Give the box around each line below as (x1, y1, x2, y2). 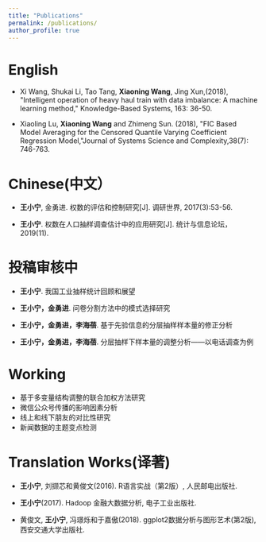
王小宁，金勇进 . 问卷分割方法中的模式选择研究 (19, 304, 171, 313)
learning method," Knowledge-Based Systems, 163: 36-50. (19, 104, 213, 114)
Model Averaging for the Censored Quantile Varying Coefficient (19, 128, 228, 137)
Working (8, 366, 66, 384)
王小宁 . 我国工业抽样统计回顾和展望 (19, 287, 136, 296)
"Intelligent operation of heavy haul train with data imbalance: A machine (19, 95, 258, 105)
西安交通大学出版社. (19, 525, 85, 535)
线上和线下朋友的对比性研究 (19, 412, 111, 422)
